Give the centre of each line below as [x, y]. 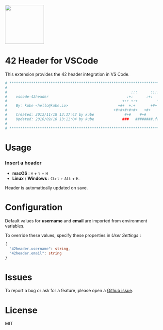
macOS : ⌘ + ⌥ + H [30, 173]
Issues [19, 277]
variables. [15, 226]
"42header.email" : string [36, 253]
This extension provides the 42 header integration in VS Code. [67, 74]
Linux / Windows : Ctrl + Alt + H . [46, 178]
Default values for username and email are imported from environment [76, 220]
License [21, 310]
